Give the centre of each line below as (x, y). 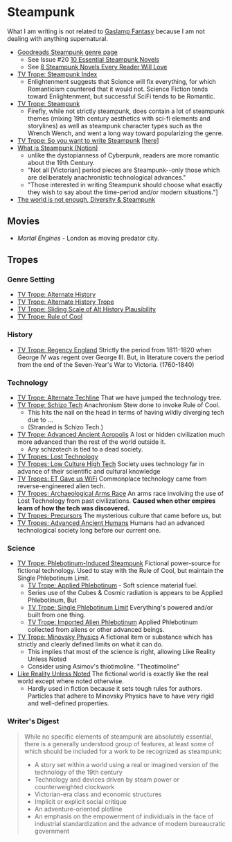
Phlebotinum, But (52, 600)
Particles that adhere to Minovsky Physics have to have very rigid (121, 696)
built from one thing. (56, 615)
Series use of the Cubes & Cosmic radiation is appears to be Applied (125, 593)
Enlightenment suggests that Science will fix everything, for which (122, 81)
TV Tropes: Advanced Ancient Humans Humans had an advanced (111, 523)
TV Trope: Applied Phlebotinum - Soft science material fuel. (113, 585)
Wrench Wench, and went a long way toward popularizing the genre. (125, 133)
